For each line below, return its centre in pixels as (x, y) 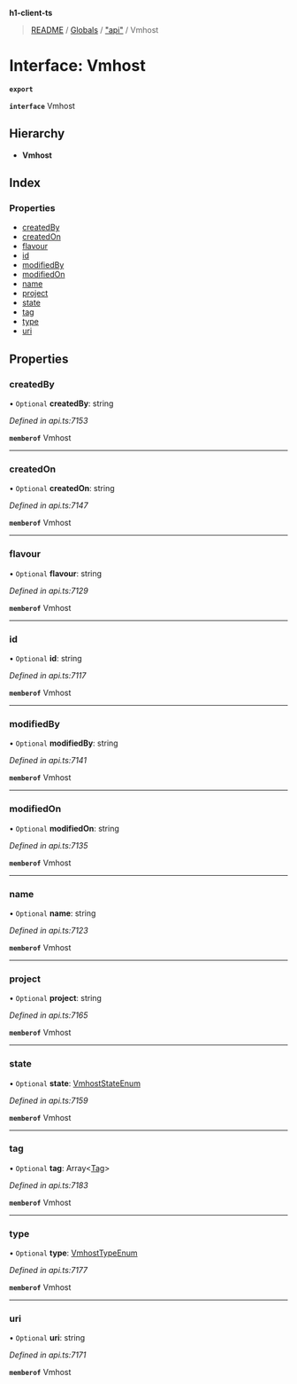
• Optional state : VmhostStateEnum (75, 1083)
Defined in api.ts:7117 (48, 676)
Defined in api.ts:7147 (49, 505)
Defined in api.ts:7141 (48, 761)
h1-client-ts (31, 13)
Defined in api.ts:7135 (49, 845)
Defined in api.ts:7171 (48, 1355)
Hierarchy (37, 133)
